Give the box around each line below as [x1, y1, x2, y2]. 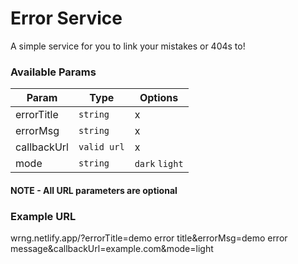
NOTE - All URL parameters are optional [10, 184, 178, 196]
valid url [78, 142, 125, 153]
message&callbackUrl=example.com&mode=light [10, 243, 214, 255]
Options [139, 91, 179, 105]
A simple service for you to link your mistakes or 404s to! [10, 40, 246, 52]
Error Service [10, 7, 123, 30]
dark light [134, 158, 184, 170]
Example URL [10, 209, 77, 223]
